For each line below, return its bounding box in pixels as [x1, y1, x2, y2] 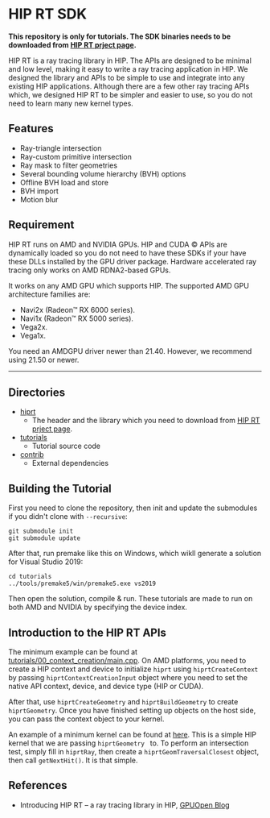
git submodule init [8, 527, 74, 536]
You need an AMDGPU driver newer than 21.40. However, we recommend [8, 346, 252, 355]
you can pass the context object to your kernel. [8, 714, 165, 724]
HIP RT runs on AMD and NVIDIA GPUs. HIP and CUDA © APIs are [8, 239, 227, 249]
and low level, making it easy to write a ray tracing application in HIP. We [8, 64, 249, 73]
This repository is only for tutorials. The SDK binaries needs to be [8, 31, 231, 41]
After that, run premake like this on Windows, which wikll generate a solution [8, 549, 262, 558]
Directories [8, 385, 66, 399]
